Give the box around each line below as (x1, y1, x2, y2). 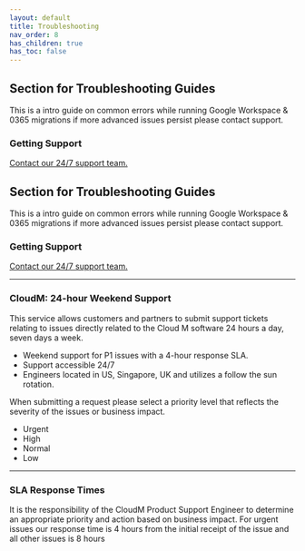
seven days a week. (9, 332, 84, 343)
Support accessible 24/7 (22, 359, 115, 370)
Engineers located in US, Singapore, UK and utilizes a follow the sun (22, 369, 278, 379)
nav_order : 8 (9, 30, 59, 39)
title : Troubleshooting (9, 22, 100, 31)
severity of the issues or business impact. (9, 406, 166, 417)
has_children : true (9, 38, 84, 48)
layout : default (9, 13, 71, 23)
